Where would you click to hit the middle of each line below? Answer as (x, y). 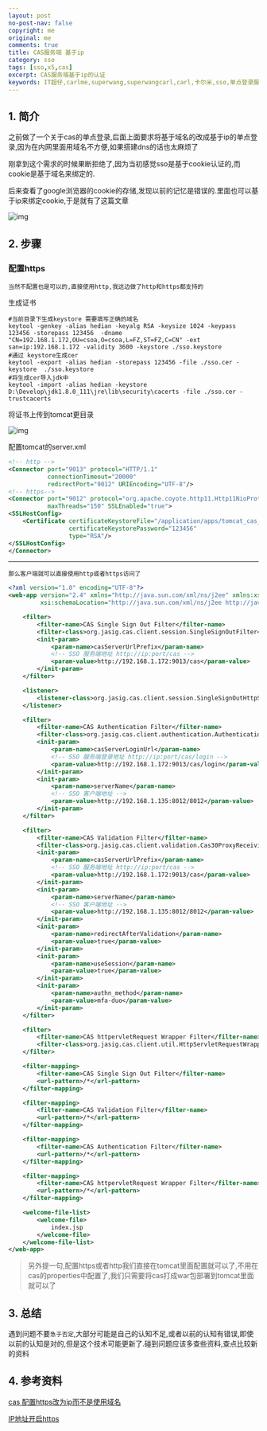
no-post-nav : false (41, 23)
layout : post (30, 16)
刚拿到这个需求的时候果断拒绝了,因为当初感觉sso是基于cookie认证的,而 (124, 164)
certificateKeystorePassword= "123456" (133, 528)
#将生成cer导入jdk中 (39, 378)
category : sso (32, 60)
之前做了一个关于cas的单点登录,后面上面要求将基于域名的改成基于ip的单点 (130, 137)
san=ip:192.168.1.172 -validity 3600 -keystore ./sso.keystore (115, 347)
